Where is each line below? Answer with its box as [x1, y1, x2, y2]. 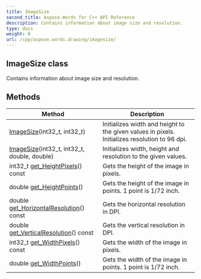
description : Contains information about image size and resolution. [6, 20, 184, 26]
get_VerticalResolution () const [9, 228, 94, 236]
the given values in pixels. [102, 127, 175, 135]
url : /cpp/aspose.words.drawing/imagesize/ [6, 37, 117, 43]
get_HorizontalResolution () [9, 204, 85, 212]
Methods [6, 92, 41, 102]
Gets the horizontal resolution [102, 200, 186, 208]
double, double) [9, 152, 54, 160]
